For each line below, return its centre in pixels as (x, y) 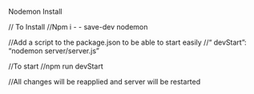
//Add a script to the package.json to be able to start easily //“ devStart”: (127, 42)
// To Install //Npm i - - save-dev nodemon (78, 27)
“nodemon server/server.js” (54, 51)
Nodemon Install (35, 12)
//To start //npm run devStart (56, 66)
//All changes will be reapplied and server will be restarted (105, 82)
